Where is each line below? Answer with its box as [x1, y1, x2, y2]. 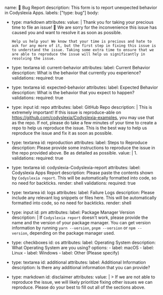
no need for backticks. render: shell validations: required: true [11, 180, 136, 186]
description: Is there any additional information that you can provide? [11, 265, 150, 270]
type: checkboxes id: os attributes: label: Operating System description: [11, 239, 156, 245]
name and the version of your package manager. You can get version [11, 220, 151, 225]
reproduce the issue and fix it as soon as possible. [11, 130, 113, 136]
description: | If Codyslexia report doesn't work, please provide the [11, 215, 148, 220]
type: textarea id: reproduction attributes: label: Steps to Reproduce [11, 139, 147, 145]
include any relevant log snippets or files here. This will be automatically [11, 195, 157, 200]
